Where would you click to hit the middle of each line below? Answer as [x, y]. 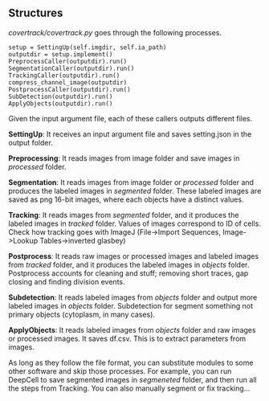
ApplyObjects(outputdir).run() [61, 104]
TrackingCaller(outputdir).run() [64, 76]
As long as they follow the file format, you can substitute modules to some [131, 362]
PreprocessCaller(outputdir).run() [68, 61]
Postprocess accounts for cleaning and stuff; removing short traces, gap [128, 273]
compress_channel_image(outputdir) [68, 82]
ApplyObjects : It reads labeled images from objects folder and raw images [132, 329]
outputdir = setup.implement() [61, 54]
